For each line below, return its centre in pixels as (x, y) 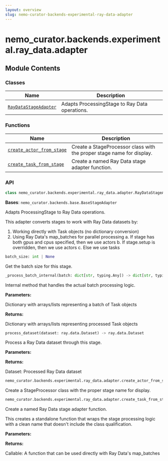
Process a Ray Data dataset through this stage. (53, 342)
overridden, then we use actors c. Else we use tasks (66, 247)
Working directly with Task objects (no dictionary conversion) (75, 232)
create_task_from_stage (36, 164)
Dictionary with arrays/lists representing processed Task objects (71, 324)
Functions (17, 125)
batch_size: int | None (30, 257)
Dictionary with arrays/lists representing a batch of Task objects (71, 304)
